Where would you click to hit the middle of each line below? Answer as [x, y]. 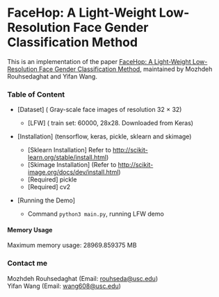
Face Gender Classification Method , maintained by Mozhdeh [125, 69]
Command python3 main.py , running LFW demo [96, 214]
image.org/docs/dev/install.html [73, 172]
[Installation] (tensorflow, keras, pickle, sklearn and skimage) [104, 136]
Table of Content [36, 94]
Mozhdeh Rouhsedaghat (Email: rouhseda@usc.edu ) [83, 278]
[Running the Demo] [46, 200]
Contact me [27, 264]
